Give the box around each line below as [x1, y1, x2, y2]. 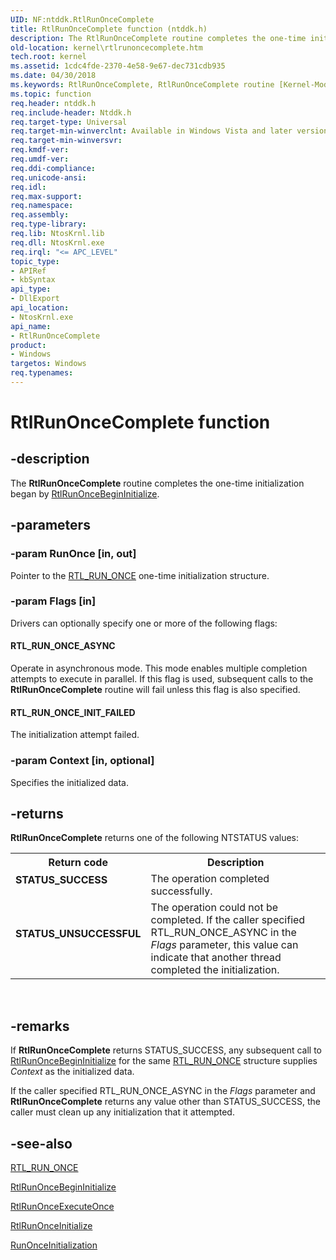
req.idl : [10, 182, 47, 192]
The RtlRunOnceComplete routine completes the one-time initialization [10, 477, 305, 489]
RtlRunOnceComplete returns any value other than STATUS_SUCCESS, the [10, 1096, 321, 1108]
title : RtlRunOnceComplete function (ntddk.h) [10, 24, 208, 34]
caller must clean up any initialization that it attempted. [10, 1106, 235, 1118]
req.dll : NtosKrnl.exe [10, 237, 105, 248]
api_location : [10, 303, 70, 313]
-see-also [10, 1135, 73, 1152]
